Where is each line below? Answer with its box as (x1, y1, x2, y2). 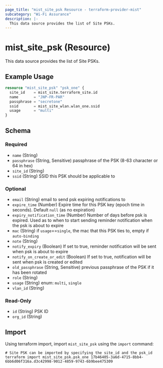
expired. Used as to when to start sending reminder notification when (12, 217, 153, 223)
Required (5, 141, 27, 148)
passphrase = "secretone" (9, 99, 63, 104)
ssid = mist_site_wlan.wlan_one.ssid (9, 104, 100, 108)
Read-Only (5, 297, 32, 304)
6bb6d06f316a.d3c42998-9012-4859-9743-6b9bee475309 (5, 359, 113, 364)
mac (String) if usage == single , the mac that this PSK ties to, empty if (12, 228, 149, 234)
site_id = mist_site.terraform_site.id (9, 90, 98, 95)
